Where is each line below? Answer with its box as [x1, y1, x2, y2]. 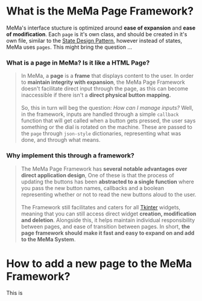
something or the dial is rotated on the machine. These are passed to [21, 124, 193, 131]
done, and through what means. [21, 136, 101, 144]
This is [6, 290, 23, 297]
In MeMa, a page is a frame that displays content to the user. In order [21, 72, 194, 80]
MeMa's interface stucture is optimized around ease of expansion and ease [6, 24, 196, 31]
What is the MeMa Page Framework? [6, 4, 194, 18]
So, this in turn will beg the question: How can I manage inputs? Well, [21, 104, 194, 112]
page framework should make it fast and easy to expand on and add [21, 229, 195, 236]
